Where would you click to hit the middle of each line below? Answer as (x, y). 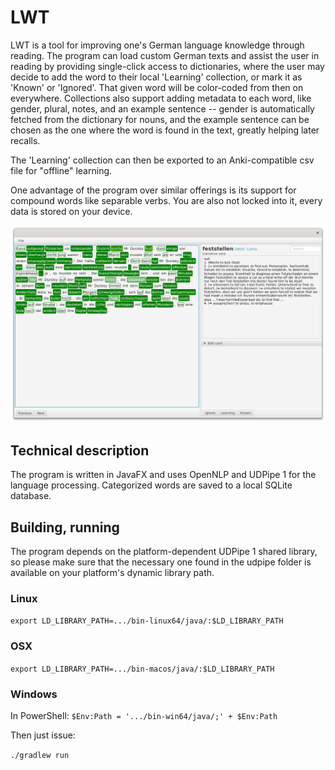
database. (31, 496)
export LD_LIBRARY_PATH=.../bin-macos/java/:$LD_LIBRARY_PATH (142, 669)
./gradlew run (40, 755)
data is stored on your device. (71, 211)
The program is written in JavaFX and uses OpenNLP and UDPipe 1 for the (163, 475)
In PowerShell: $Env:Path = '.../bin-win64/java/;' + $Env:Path (144, 715)
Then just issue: (43, 735)
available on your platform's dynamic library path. (112, 573)
